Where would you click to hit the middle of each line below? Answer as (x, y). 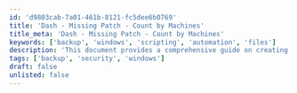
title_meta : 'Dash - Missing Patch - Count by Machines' (117, 34)
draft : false (33, 67)
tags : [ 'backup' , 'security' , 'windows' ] (87, 58)
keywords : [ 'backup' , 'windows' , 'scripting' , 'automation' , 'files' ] (143, 42)
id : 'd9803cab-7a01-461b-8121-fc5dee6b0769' (93, 17)
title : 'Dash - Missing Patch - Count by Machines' (107, 26)
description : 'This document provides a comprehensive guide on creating (149, 50)
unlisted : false (39, 75)
